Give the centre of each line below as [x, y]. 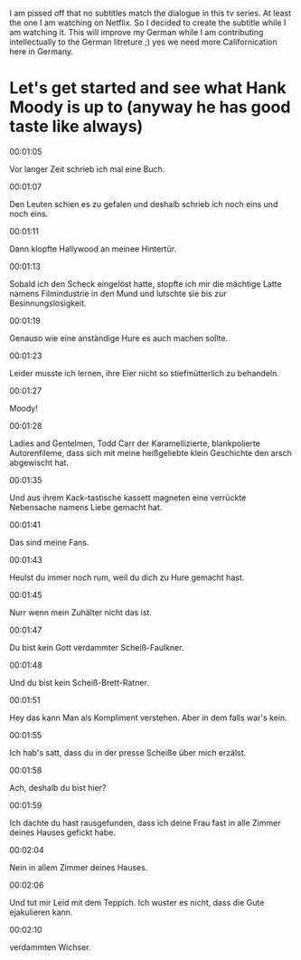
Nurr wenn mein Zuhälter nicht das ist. [80, 612]
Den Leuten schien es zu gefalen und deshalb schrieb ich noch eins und [144, 204]
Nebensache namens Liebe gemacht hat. [86, 507]
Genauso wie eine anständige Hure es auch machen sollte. [119, 337]
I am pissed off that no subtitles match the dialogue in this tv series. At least [150, 13]
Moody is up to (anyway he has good [150, 107]
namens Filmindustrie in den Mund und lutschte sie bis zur [118, 293]
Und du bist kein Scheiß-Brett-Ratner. [79, 682]
